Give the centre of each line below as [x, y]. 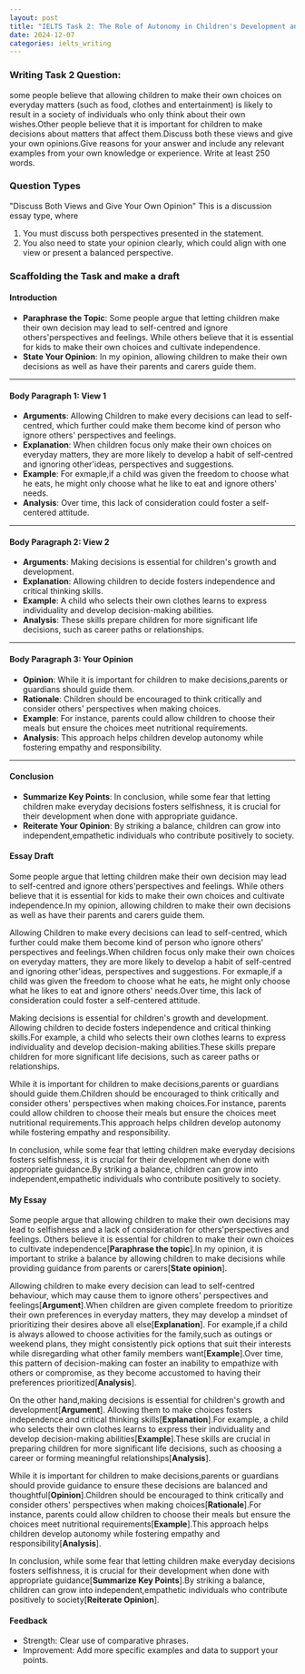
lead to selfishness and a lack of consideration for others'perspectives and [149, 1230]
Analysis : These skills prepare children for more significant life [140, 620]
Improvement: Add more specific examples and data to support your [150, 1650]
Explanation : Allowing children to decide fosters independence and [149, 581]
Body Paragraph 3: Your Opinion [71, 659]
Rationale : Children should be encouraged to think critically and [142, 699]
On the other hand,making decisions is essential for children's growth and [148, 1400]
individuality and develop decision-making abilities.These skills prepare [143, 1046]
